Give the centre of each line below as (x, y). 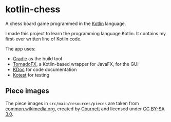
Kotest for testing (31, 75)
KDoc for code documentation (45, 69)
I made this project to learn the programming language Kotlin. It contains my (85, 33)
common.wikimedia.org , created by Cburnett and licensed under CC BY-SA (85, 109)
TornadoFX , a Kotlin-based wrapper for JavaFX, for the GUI (75, 64)
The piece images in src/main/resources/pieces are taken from (72, 103)
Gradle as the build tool (37, 58)
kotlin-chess (33, 9)
